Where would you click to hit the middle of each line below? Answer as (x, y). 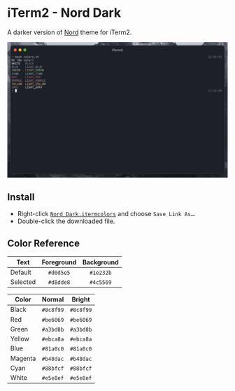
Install (21, 197)
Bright (81, 299)
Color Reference (44, 243)
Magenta (23, 358)
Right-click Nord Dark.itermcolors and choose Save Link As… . (106, 214)
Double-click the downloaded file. (66, 221)
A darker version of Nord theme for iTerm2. (70, 32)
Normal (53, 299)
